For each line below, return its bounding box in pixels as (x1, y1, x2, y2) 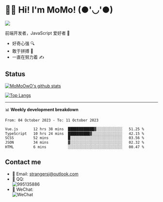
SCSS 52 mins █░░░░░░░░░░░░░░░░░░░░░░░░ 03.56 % (5, 135, 145, 140)
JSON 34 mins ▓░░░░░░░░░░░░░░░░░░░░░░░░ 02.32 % (5, 140, 145, 145)
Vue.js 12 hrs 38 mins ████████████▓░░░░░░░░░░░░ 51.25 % (5, 126, 145, 132)
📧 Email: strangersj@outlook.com (12, 171, 79, 177)
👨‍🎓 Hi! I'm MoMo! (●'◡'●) (5, 4, 113, 16)
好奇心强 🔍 (12, 40, 35, 46)
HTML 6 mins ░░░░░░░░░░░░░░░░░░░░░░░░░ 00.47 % (5, 145, 145, 150)
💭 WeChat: (12, 186, 34, 192)
